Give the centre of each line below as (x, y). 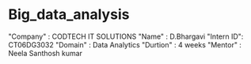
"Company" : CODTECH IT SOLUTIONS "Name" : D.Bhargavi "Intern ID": (126, 36)
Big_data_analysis (69, 15)
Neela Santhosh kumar (46, 53)
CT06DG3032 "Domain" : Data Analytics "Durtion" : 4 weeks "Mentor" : (125, 44)
